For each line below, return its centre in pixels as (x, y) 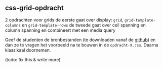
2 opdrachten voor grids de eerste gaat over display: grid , (64, 20)
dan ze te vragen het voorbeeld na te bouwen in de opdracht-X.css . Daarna (82, 45)
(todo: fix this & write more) (33, 59)
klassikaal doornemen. (28, 50)
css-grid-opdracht (35, 8)
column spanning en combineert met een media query (60, 30)
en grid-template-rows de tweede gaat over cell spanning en (84, 25)
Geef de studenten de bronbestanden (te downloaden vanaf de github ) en (80, 40)
